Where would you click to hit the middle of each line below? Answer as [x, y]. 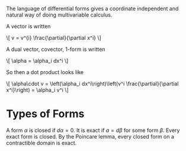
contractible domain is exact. [41, 143]
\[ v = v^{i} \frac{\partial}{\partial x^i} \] [54, 38]
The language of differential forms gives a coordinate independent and [92, 9]
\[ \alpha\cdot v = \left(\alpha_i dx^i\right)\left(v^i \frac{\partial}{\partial [92, 83]
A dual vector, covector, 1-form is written [56, 49]
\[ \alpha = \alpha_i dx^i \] [37, 61]
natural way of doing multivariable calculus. [59, 15]
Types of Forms [45, 114]
